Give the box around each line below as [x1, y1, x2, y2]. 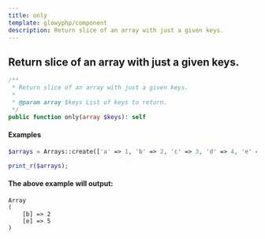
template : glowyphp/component [8, 19, 108, 27]
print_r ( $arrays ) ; [8, 162, 69, 170]
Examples [8, 130, 42, 140]
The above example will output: [8, 178, 114, 188]
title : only [8, 11, 47, 20]
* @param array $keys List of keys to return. [11, 98, 168, 106]
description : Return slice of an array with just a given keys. [8, 26, 224, 34]
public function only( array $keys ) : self [8, 113, 147, 121]
